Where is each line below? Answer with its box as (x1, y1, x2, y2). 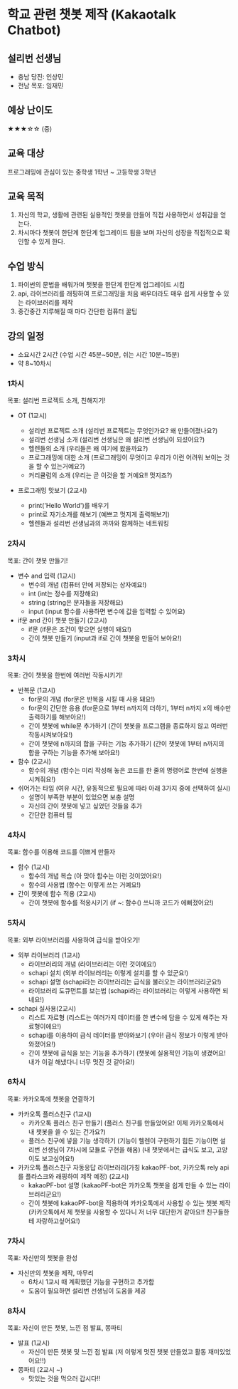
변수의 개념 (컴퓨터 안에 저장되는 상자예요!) (28, 580, 147, 588)
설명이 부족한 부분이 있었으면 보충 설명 (28, 792, 135, 801)
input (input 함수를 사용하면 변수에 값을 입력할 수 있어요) (28, 607, 186, 615)
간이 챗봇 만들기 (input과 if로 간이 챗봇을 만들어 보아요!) (28, 633, 183, 642)
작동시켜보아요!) (28, 730, 73, 739)
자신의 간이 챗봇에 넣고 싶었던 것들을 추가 (28, 801, 143, 810)
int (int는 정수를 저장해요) (28, 589, 99, 598)
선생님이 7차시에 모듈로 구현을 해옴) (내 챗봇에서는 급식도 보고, (41, 1145, 215, 1154)
